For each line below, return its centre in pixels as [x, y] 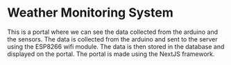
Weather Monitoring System [90, 13]
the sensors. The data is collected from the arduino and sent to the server [112, 39]
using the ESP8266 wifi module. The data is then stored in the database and [116, 46]
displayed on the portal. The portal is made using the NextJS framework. [111, 54]
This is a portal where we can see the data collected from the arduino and [113, 32]
